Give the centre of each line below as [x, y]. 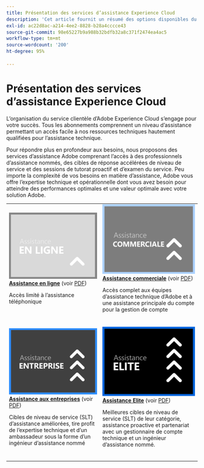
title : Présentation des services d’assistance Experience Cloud [90, 13]
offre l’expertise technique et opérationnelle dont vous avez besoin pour [96, 182]
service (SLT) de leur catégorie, [142, 419]
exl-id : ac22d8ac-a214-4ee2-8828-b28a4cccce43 [66, 26]
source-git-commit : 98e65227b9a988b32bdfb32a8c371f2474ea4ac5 [87, 32]
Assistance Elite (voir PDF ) [137, 400]
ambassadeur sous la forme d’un [50, 437]
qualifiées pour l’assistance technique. [54, 138]
